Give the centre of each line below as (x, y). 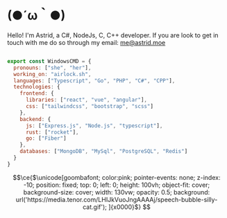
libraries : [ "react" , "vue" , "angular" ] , (86, 100)
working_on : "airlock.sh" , (52, 74)
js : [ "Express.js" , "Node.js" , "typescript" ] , (94, 126)
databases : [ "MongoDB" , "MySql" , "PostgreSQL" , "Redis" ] (104, 152)
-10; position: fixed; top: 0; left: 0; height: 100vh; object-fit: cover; (117, 185)
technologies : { (37, 87)
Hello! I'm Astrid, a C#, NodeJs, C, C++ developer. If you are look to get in (113, 35)
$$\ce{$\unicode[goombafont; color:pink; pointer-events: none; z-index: (117, 177)
